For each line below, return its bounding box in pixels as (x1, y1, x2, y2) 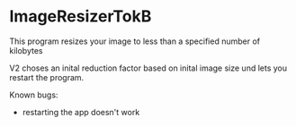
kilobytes (9, 45, 43, 55)
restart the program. (9, 71, 85, 82)
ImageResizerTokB (9, 6, 152, 27)
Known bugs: (9, 89, 58, 100)
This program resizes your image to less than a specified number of (9, 36, 261, 46)
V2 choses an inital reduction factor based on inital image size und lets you (9, 63, 288, 73)
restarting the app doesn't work (22, 106, 140, 117)
